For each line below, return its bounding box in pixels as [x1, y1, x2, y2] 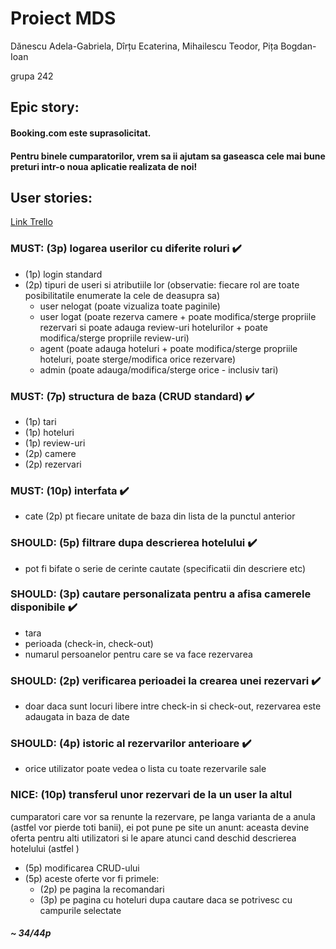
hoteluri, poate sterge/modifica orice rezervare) [39, 353, 237, 365]
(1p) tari [24, 415, 57, 427]
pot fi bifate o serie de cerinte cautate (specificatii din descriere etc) [24, 562, 307, 574]
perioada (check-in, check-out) [24, 637, 154, 649]
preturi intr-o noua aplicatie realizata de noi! [10, 160, 198, 172]
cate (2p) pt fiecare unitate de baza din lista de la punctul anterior [24, 510, 296, 522]
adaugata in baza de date [24, 711, 130, 723]
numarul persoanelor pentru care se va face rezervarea [24, 648, 253, 660]
